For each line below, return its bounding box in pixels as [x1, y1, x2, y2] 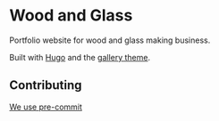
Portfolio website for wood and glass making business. [9, 35, 211, 45]
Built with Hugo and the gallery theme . [9, 52, 150, 62]
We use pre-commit [9, 101, 83, 112]
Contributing [9, 77, 82, 93]
